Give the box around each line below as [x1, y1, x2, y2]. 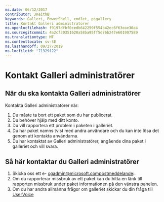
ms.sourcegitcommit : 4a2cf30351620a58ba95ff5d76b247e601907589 [5, 30, 138, 35]
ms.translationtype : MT [5, 35, 54, 40]
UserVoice [12, 192, 34, 198]
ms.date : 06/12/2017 [5, 7, 48, 12]
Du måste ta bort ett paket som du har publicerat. [12, 112, 113, 118]
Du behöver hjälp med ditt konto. [12, 117, 79, 123]
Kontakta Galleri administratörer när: [5, 102, 79, 108]
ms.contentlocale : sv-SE [5, 39, 56, 44]
